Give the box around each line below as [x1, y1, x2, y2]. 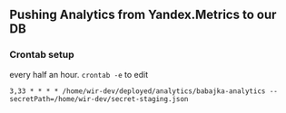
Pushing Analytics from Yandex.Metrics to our [9, 7, 277, 23]
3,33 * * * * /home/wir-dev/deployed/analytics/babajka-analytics [9, 86, 266, 96]
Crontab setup [9, 49, 74, 61]
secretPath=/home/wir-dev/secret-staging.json [9, 94, 189, 103]
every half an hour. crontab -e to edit [9, 69, 148, 80]
